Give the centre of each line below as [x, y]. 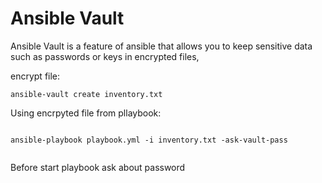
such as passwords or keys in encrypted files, [105, 56]
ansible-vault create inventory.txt [86, 94]
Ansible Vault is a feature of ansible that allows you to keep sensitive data [161, 46]
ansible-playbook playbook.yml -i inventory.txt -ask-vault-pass [149, 140]
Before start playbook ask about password [98, 167]
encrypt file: [35, 76]
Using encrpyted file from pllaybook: [86, 113]
